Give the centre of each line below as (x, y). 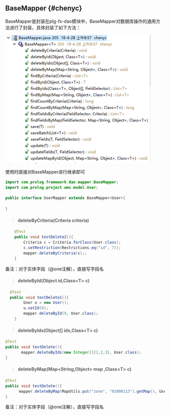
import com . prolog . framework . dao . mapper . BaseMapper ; (62, 182)
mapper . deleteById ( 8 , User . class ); (61, 314)
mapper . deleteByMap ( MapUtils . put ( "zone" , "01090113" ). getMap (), (88, 391)
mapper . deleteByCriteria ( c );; (55, 253)
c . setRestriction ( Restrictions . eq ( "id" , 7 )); (72, 248)
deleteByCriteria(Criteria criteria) (53, 220)
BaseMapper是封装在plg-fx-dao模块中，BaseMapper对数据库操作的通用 (81, 21)
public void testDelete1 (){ (39, 297)
